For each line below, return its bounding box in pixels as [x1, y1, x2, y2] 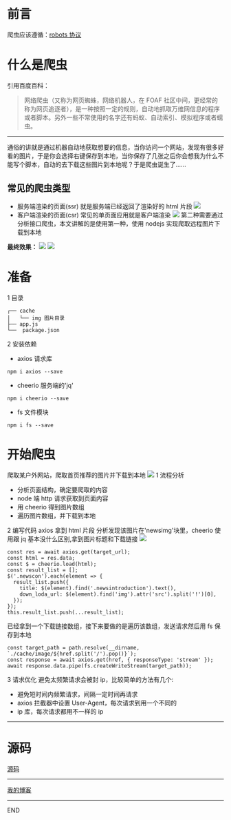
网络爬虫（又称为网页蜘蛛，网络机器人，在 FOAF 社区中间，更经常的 [23, 96, 219, 104]
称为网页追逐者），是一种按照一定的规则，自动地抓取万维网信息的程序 [23, 104, 220, 113]
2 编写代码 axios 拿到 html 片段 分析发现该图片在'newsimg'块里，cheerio [7, 526, 213, 534]
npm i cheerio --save [7, 395, 69, 402]
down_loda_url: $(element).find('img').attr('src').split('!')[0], [19, 591, 217, 598]
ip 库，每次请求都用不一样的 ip [16, 707, 104, 715]
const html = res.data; [7, 554, 76, 561]
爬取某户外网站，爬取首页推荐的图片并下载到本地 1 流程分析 [7, 471, 184, 479]
